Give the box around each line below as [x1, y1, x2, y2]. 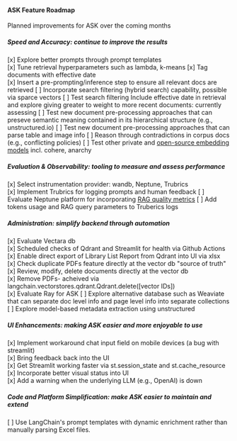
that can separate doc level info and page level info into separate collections [7, 297, 230, 306]
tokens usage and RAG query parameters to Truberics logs [7, 203, 179, 211]
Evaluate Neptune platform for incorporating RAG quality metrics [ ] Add [7, 195, 217, 203]
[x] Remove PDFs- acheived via [7, 274, 99, 283]
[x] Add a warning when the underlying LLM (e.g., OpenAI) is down [7, 376, 203, 385]
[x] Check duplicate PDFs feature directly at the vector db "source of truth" [7, 259, 226, 268]
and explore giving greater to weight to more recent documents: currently [7, 101, 221, 109]
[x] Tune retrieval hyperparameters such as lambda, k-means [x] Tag [7, 63, 208, 72]
